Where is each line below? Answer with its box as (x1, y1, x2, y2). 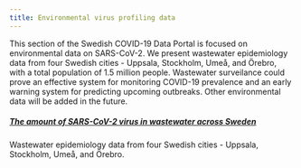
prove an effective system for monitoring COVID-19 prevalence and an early (9, 76, 292, 87)
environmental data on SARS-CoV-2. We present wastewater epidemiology (9, 47, 288, 59)
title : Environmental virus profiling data (9, 13, 176, 23)
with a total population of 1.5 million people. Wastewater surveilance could (9, 67, 286, 78)
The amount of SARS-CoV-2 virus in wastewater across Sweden (9, 117, 257, 127)
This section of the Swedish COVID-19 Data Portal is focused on (9, 38, 249, 49)
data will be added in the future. (9, 96, 128, 107)
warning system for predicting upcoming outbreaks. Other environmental (9, 86, 282, 97)
